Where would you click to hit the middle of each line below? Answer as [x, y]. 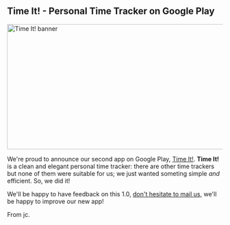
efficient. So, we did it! [39, 181]
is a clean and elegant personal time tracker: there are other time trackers [111, 166]
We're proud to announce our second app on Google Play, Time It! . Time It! [113, 159]
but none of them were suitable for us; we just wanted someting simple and [114, 173]
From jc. [18, 214]
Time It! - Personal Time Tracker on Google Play [111, 11]
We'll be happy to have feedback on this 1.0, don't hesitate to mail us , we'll [112, 194]
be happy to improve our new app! [55, 201]
